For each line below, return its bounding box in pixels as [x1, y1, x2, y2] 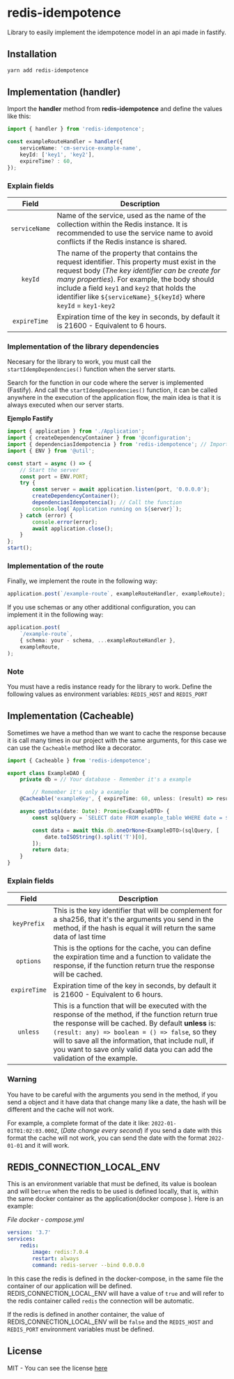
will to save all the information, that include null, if [53, 1036, 214, 1046]
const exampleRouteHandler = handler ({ [7, 138, 123, 145]
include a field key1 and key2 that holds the [56, 283, 196, 293]
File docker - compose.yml [7, 1215, 84, 1224]
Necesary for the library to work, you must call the [7, 358, 152, 366]
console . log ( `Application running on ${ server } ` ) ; [32, 505, 182, 512]
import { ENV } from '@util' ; [7, 447, 95, 454]
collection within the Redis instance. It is [56, 219, 188, 229]
